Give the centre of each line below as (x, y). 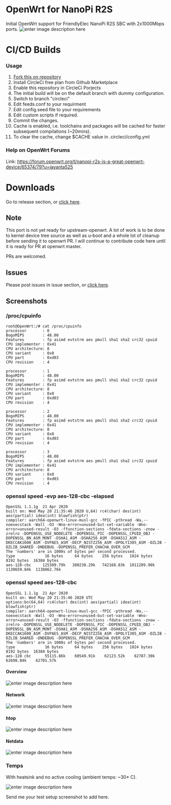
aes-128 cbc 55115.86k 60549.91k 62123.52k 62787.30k (80, 656)
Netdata (15, 741)
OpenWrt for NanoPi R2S (59, 9)
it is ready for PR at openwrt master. (44, 247)
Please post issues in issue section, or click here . (58, 285)
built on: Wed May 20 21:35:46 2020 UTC (50, 598)
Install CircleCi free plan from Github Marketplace (66, 83)
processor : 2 (28, 411)
